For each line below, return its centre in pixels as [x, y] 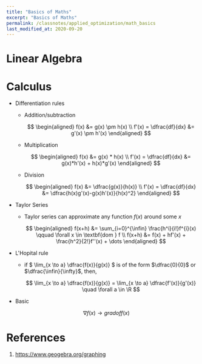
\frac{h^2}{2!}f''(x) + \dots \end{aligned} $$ [111, 241]
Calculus [29, 86]
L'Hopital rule [32, 253]
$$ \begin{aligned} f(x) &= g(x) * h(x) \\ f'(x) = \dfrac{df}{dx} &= [111, 157]
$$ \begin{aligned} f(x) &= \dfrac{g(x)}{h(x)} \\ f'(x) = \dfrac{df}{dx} [111, 187]
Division [34, 175]
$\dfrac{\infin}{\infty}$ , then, [60, 271]
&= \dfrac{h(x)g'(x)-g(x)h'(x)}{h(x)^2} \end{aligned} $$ [111, 193]
